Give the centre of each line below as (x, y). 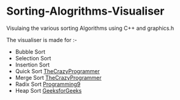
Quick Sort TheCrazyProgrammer (57, 71)
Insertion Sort (32, 65)
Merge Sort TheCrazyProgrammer (58, 77)
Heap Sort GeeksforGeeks (48, 90)
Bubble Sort (30, 52)
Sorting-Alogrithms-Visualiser (85, 11)
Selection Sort (33, 58)
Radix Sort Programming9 (48, 84)
